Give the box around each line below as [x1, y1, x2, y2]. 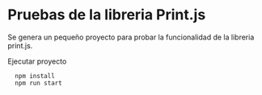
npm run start [15, 79, 62, 87]
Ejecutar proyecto [7, 56, 67, 66]
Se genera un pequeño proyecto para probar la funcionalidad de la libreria [7, 32, 255, 42]
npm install [15, 72, 56, 80]
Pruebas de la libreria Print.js [7, 6, 206, 24]
